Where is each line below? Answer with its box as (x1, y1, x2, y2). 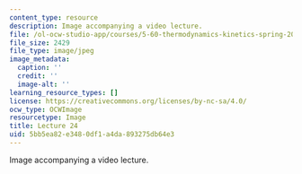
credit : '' (17, 72, 58, 81)
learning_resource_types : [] (9, 88, 119, 97)
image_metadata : (9, 55, 70, 64)
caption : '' (17, 64, 63, 73)
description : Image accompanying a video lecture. (9, 22, 203, 30)
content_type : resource (9, 13, 99, 22)
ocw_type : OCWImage (9, 105, 83, 114)
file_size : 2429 (9, 38, 70, 48)
